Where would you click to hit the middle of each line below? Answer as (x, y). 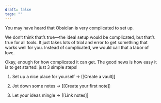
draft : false (18, 9)
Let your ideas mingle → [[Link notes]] (50, 95)
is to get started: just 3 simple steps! (41, 67)
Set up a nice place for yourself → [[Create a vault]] (64, 76)
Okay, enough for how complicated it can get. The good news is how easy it (81, 62)
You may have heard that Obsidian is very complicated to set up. (70, 28)
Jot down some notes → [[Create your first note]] (61, 86)
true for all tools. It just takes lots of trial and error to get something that (76, 42)
